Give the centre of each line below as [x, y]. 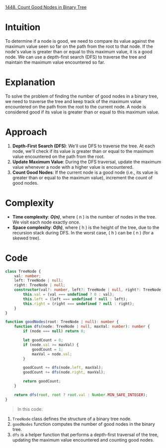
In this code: [30, 409]
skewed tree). [26, 238]
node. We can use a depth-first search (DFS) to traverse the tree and [76, 57]
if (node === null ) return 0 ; [54, 331]
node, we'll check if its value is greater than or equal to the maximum [83, 151]
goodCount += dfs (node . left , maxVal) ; [63, 368]
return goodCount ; [42, 381]
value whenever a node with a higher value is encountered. [73, 167]
